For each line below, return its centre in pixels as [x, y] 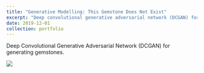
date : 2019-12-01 [28, 23]
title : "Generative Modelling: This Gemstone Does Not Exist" [87, 12]
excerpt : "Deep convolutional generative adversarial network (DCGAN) [97, 17]
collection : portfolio [35, 29]
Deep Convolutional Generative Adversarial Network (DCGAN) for [88, 46]
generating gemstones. [36, 52]
